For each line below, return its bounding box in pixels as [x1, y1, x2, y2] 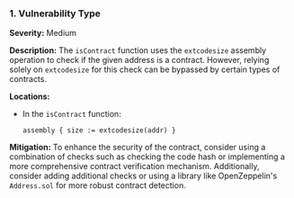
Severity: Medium [9, 28, 77, 39]
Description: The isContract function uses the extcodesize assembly [9, 45, 267, 56]
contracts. [9, 74, 48, 85]
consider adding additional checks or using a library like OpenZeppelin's [9, 170, 278, 182]
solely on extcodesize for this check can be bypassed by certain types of [9, 64, 281, 75]
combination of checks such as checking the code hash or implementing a [9, 151, 286, 162]
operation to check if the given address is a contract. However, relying [9, 55, 270, 66]
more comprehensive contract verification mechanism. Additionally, [9, 161, 260, 172]
